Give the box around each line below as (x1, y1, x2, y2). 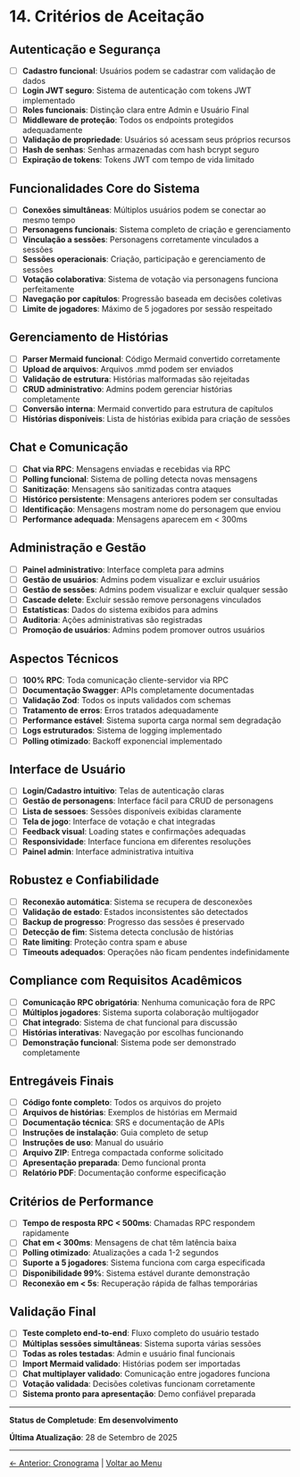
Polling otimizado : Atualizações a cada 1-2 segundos (21, 1247, 219, 1258)
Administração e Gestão (9, 541, 146, 556)
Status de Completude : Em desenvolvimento (9, 1414, 179, 1425)
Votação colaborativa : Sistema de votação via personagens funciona (21, 273, 279, 284)
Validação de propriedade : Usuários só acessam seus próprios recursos (21, 134, 291, 145)
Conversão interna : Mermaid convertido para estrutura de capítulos (21, 403, 274, 414)
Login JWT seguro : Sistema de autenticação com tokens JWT (21, 85, 252, 96)
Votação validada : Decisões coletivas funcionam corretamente (21, 1378, 256, 1389)
